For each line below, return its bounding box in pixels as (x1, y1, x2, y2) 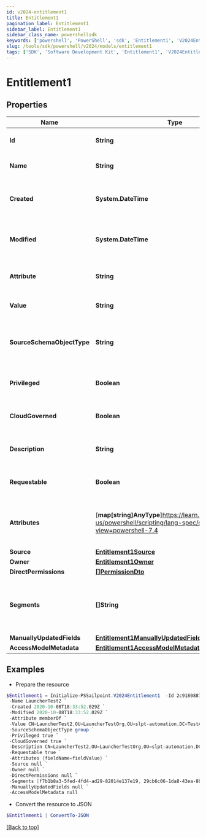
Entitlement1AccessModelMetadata (95, 643, 204, 652)
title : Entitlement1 (6, 15, 59, 21)
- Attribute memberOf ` (9, 715, 67, 722)
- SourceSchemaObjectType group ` (9, 726, 95, 733)
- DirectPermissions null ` (9, 772, 78, 779)
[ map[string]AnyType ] (95, 510, 162, 519)
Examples (6, 664, 45, 675)
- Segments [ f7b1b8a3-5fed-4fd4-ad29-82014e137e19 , (9, 778, 141, 784)
